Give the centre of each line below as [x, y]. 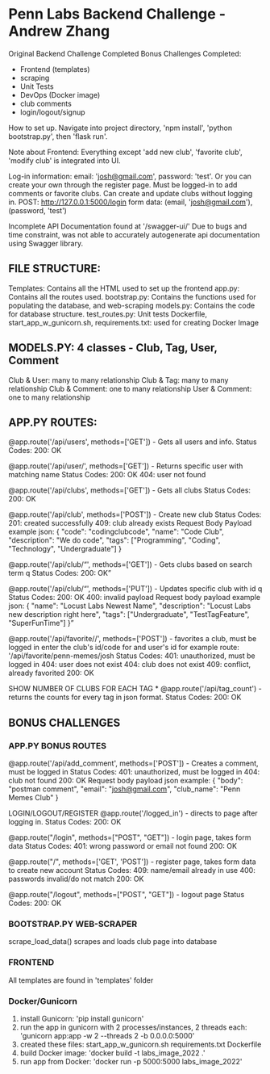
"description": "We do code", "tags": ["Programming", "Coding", [114, 540]
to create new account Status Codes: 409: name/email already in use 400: [132, 871]
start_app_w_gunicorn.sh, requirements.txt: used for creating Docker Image [134, 322]
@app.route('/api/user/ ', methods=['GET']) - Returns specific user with [126, 466]
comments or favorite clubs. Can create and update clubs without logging [131, 193]
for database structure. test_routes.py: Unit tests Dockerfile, [108, 314]
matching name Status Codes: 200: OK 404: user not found [107, 475]
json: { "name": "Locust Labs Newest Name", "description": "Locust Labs [130, 606]
